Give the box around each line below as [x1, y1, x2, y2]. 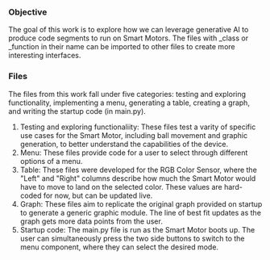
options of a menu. [19, 156, 83, 166]
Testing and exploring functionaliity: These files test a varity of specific [19, 122, 256, 132]
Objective [8, 6, 48, 18]
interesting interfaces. [8, 51, 81, 61]
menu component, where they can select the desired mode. [19, 241, 219, 252]
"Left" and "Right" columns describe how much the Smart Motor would [19, 173, 256, 183]
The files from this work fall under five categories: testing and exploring [8, 89, 247, 99]
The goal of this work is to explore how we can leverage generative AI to [8, 25, 249, 35]
